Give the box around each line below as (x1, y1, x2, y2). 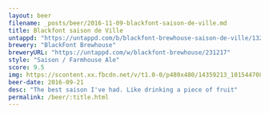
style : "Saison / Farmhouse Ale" (8, 56, 120, 64)
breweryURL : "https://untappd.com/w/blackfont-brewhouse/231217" (8, 49, 231, 56)
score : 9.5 (8, 64, 45, 72)
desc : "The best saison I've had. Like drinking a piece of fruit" (8, 85, 239, 94)
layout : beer (8, 11, 52, 20)
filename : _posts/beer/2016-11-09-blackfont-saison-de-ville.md (8, 19, 227, 27)
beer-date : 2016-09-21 (8, 78, 84, 86)
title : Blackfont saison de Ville (8, 26, 124, 34)
